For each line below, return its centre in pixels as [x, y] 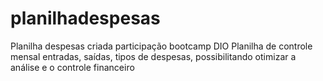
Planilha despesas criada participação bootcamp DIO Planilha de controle [161, 46]
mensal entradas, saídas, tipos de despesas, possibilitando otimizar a [153, 56]
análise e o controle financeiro [72, 67]
